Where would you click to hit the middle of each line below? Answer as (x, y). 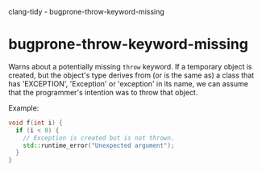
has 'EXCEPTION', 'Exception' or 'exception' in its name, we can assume (128, 83)
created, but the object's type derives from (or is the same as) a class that (131, 75)
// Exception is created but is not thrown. (99, 138)
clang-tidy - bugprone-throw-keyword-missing (87, 12)
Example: (24, 107)
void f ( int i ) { (35, 123)
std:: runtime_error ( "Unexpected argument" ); (99, 145)
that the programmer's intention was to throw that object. (103, 92)
